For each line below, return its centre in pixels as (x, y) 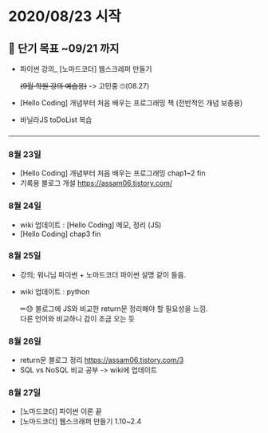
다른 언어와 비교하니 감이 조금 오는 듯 (77, 318)
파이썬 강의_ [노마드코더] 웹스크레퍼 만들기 (86, 69)
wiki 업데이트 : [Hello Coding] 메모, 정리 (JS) (91, 225)
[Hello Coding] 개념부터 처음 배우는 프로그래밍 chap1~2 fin (112, 173)
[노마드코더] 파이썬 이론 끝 (61, 411)
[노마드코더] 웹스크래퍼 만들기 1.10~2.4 (81, 421)
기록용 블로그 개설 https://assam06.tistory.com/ (96, 183)
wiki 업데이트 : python (55, 291)
